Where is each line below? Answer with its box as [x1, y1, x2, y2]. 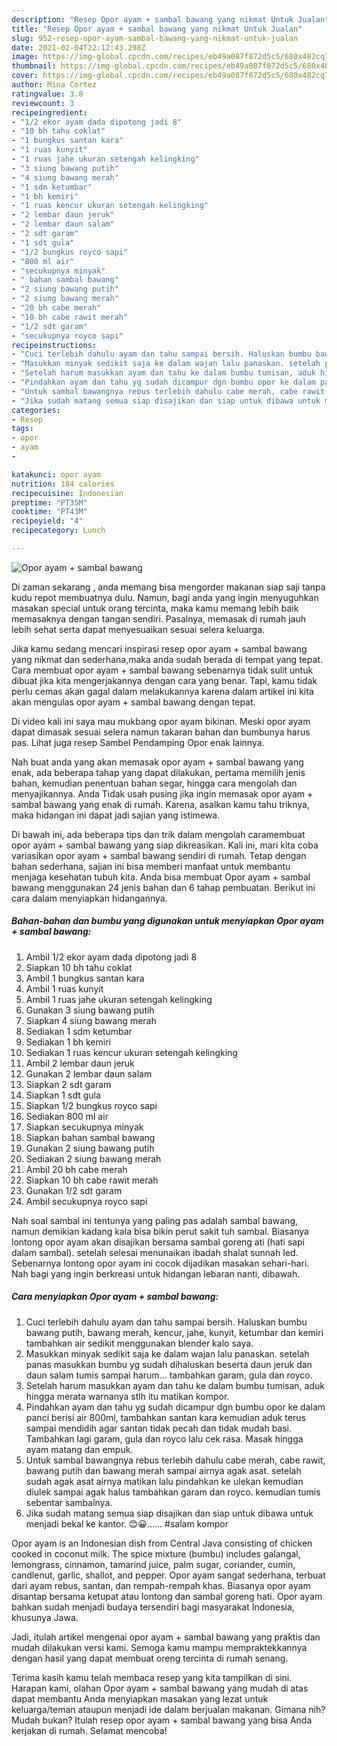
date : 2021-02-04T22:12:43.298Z [11, 42, 146, 53]
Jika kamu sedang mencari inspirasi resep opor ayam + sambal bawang [11, 642, 308, 655]
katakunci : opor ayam [11, 469, 102, 480]
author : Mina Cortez [11, 80, 98, 90]
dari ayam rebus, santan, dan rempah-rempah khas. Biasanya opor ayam [11, 1579, 311, 1591]
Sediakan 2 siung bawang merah [25, 1152, 162, 1165]
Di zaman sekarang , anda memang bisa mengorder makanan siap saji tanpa [11, 581, 326, 593]
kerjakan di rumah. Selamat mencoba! [11, 1724, 168, 1736]
